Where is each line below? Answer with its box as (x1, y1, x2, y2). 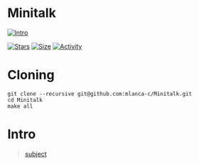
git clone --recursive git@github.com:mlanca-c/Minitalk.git (7, 90, 193, 97)
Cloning (7, 67, 55, 83)
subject (24, 149, 48, 158)
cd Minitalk (7, 96, 43, 103)
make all (7, 103, 33, 110)
